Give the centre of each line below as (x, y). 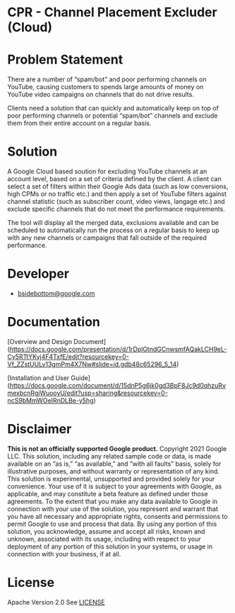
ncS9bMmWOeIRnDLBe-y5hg (50, 400)
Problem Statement (65, 60)
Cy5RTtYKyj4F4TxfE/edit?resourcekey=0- (68, 356)
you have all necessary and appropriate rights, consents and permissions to (117, 516)
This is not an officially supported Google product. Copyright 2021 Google (117, 448)
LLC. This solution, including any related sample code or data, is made (109, 456)
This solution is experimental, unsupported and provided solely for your (111, 479)
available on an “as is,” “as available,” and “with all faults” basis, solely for (114, 464)
